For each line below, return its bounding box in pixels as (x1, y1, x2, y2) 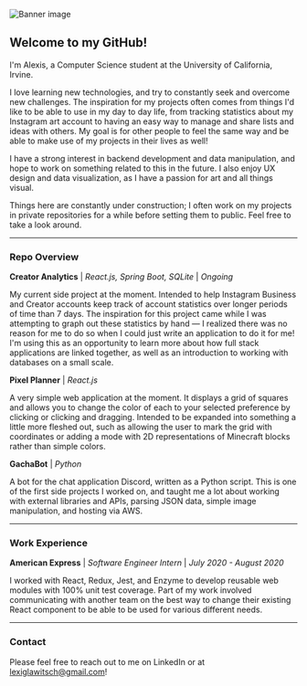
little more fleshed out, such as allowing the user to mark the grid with (9, 421, 272, 433)
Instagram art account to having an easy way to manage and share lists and (9, 115, 294, 127)
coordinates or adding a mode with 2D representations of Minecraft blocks (9, 431, 291, 442)
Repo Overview (9, 250, 79, 263)
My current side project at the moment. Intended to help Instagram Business (9, 289, 297, 301)
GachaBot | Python (9, 459, 82, 470)
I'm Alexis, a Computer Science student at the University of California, (9, 59, 272, 70)
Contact (9, 636, 47, 649)
